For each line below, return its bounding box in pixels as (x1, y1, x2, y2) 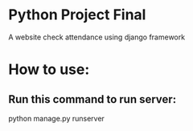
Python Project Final (8, 6, 146, 24)
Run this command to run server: (8, 92, 177, 106)
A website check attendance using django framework (8, 32, 186, 42)
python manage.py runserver (8, 113, 105, 123)
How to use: (8, 60, 90, 79)
